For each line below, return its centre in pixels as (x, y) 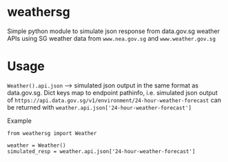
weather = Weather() (37, 145)
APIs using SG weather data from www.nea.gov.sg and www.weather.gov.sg (111, 38)
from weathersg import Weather (52, 133)
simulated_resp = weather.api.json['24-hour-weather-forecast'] (101, 151)
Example (20, 121)
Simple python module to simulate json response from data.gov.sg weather (114, 31)
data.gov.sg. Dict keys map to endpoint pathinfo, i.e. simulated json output (113, 92)
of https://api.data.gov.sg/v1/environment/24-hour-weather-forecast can (114, 100)
